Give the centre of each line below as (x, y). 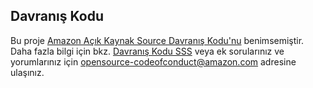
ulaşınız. (27, 72)
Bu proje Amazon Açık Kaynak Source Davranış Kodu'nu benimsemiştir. (157, 40)
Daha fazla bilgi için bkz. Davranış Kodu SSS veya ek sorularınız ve (147, 51)
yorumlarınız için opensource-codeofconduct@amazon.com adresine (153, 61)
